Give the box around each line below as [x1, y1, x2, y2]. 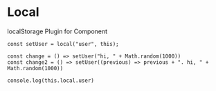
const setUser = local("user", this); [7, 40, 119, 47]
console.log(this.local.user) [7, 77, 95, 84]
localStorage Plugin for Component [7, 27, 108, 35]
